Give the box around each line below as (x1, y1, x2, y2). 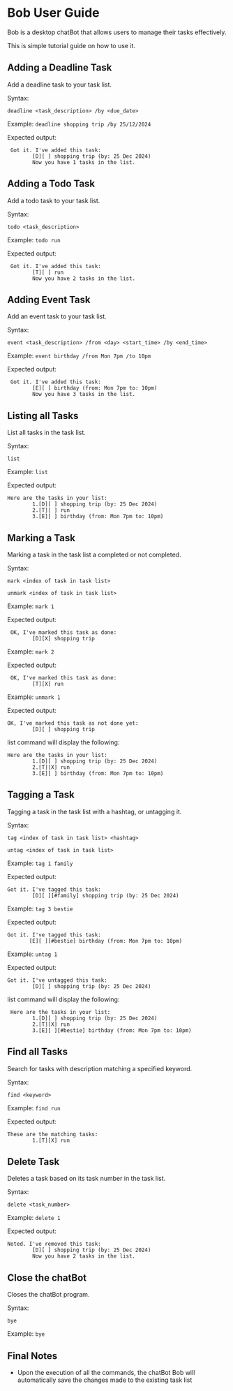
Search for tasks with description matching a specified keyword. (7, 1064, 193, 1073)
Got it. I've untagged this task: (7, 976, 108, 984)
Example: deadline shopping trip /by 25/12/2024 (7, 119, 151, 128)
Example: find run (7, 1103, 61, 1112)
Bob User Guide (7, 5, 100, 21)
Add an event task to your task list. (7, 312, 107, 321)
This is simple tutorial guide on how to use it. (7, 41, 136, 50)
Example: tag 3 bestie (7, 904, 73, 913)
